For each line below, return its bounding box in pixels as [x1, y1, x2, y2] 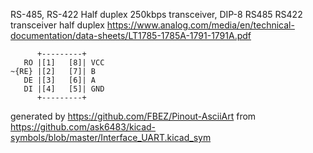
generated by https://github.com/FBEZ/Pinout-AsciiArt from [10, 110, 257, 122]
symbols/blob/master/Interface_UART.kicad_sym [10, 132, 212, 143]
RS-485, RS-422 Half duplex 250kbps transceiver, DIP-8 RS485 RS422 [10, 9, 303, 20]
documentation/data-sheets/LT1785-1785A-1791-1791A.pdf [10, 30, 252, 41]
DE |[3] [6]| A [23, 75, 97, 85]
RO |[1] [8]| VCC [23, 58, 105, 68]
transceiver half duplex [10, 19, 105, 31]
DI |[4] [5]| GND [23, 84, 105, 94]
